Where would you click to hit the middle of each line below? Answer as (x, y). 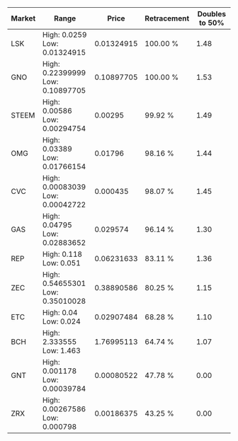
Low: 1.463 (62, 351)
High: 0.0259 (64, 35)
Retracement (167, 18)
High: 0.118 (62, 254)
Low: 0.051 (62, 263)
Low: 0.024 (62, 321)
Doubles (212, 14)
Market (23, 18)
